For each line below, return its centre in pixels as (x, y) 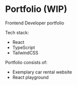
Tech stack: (17, 32)
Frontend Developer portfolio (35, 23)
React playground (30, 77)
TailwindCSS (25, 53)
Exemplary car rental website (42, 72)
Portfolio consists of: (26, 62)
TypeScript (24, 47)
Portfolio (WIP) (36, 9)
